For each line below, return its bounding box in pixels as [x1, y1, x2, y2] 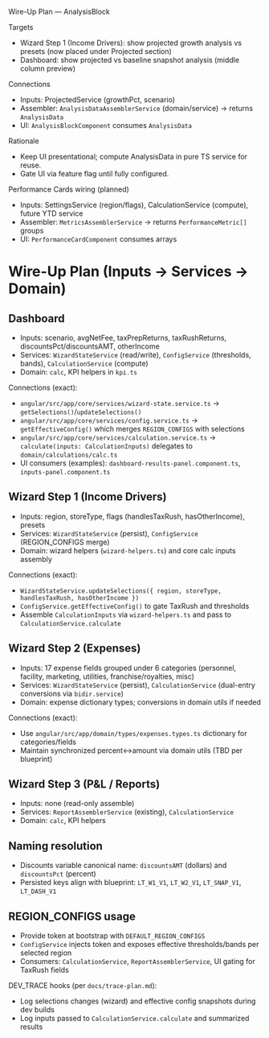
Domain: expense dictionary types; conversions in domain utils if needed [19, 697, 261, 707]
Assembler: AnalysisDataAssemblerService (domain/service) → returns [19, 104, 254, 113]
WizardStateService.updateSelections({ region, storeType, [19, 587, 222, 595]
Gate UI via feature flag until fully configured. [19, 169, 169, 178]
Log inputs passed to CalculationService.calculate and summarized [19, 1014, 250, 1024]
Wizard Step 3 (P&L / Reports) [8, 777, 161, 792]
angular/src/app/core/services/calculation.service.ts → [19, 432, 217, 442]
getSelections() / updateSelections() [19, 407, 142, 416]
